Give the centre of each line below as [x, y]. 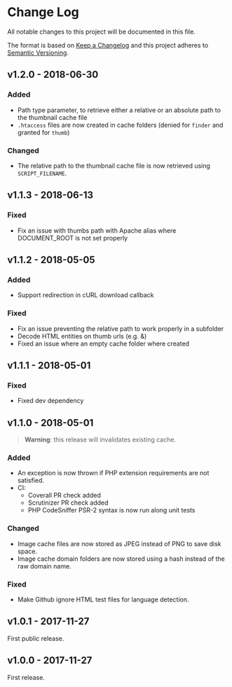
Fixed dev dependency [50, 401]
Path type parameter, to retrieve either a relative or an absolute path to [119, 110]
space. [27, 551]
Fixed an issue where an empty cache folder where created [103, 343]
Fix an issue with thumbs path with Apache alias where [97, 230]
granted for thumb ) [43, 132]
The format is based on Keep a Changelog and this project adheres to [108, 45]
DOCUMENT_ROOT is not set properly [73, 238]
